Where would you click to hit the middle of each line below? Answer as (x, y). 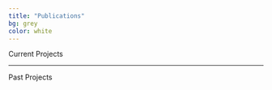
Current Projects (36, 54)
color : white (30, 31)
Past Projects (30, 77)
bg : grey (23, 24)
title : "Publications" (47, 16)
